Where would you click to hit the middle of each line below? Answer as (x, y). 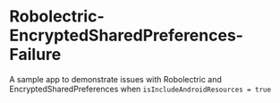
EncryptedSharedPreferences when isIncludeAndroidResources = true (140, 89)
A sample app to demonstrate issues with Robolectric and (115, 79)
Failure (35, 55)
